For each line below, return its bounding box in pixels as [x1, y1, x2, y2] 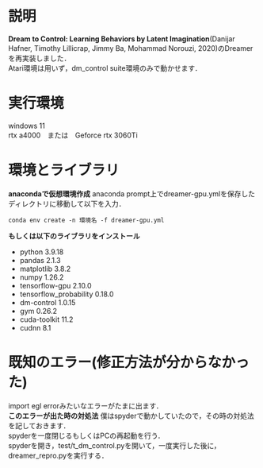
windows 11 [8, 121, 46, 130]
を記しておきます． [8, 420, 71, 430]
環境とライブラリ [8, 161, 120, 180]
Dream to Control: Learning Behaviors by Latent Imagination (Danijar [8, 33, 235, 44]
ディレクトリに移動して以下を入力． [8, 199, 126, 208]
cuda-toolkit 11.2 [19, 315, 74, 324]
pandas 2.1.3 [19, 255, 61, 265]
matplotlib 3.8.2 [19, 264, 71, 273]
